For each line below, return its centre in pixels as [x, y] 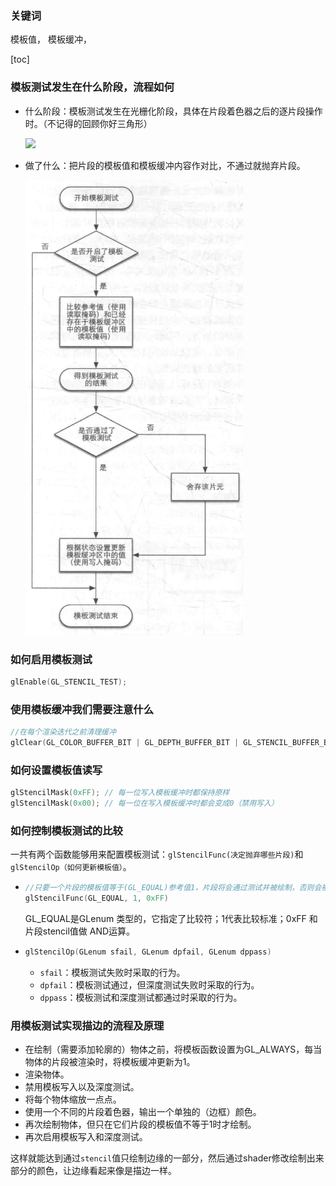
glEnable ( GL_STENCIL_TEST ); [69, 682]
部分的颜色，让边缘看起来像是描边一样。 [93, 1171]
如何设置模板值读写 [56, 770]
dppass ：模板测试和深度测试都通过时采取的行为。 [141, 997]
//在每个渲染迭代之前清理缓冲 [63, 732]
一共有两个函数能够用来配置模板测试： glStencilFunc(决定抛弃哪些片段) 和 [157, 854]
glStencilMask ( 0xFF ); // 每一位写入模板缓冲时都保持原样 [120, 793]
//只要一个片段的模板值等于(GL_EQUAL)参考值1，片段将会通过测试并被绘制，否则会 [173, 888]
